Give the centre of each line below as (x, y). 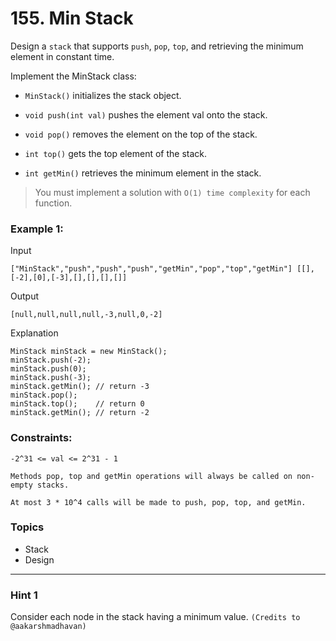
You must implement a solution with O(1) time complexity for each (172, 192)
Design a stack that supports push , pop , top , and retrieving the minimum (157, 46)
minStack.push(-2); (51, 360)
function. (53, 203)
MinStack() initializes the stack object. (103, 95)
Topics (27, 527)
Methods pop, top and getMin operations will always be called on (151, 476)
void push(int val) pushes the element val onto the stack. (146, 114)
